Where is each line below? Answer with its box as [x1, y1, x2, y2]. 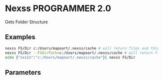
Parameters [5, 68, 41, 77]
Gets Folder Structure [5, 19, 48, 25]
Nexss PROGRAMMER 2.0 [5, 3, 112, 14]
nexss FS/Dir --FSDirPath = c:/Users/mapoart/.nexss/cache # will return [5, 50, 153, 55]
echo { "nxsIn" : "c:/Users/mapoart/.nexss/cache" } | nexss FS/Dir [5, 55, 136, 60]
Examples [5, 33, 35, 41]
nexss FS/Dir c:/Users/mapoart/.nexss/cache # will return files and [5, 46, 149, 51]
